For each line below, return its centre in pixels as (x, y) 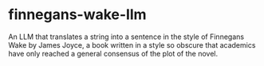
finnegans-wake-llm (77, 15)
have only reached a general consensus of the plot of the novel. (113, 53)
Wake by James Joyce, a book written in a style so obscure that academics (132, 45)
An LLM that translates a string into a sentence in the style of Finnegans (126, 37)
